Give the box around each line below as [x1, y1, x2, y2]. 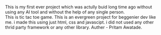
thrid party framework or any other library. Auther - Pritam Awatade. [5, 24, 142, 30]
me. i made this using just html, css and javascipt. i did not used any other [5, 19, 154, 25]
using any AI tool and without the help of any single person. [5, 9, 125, 15]
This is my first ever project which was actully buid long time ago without [5, 4, 153, 10]
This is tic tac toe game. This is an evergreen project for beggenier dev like [5, 14, 156, 20]
